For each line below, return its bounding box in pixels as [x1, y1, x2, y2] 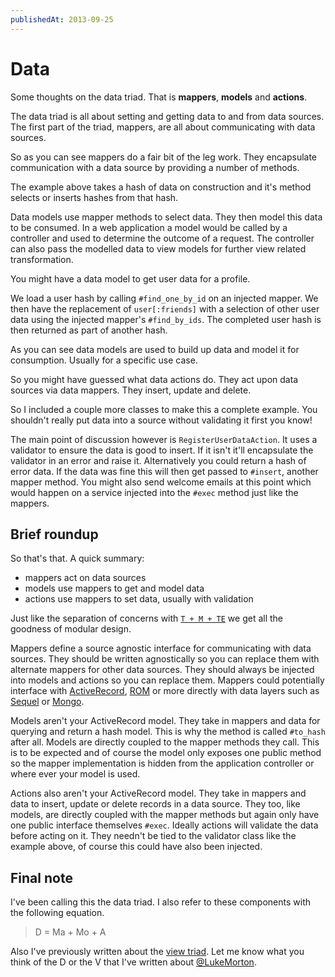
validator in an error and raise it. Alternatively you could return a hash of [10, 454, 307, 466]
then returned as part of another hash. [10, 324, 168, 336]
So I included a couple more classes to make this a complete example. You [10, 403, 318, 415]
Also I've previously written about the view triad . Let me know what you [10, 946, 305, 958]
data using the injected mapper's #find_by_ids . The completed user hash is [10, 313, 322, 325]
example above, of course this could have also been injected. [10, 841, 263, 853]
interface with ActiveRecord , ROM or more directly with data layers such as [10, 685, 320, 697]
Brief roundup [10, 526, 99, 543]
